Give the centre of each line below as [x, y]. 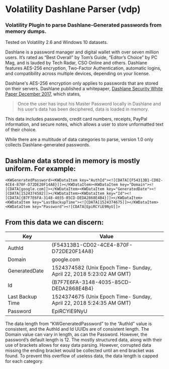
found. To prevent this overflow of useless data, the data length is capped [82, 356]
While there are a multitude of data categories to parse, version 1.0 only [79, 139]
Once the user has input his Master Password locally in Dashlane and [89, 104]
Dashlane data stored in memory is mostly [73, 161]
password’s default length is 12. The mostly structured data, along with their [84, 340]
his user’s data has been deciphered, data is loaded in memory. [83, 109]
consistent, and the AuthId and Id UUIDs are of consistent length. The [77, 329]
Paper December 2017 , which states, [43, 94]
